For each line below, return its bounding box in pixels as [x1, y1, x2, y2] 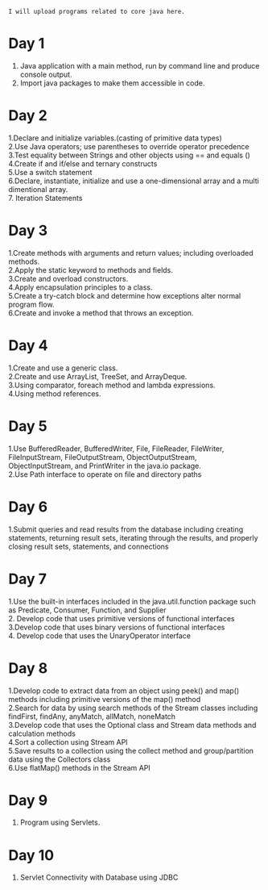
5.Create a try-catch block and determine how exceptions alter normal [8, 290, 241, 300]
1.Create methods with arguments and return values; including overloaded [8, 248, 254, 257]
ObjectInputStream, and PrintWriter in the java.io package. [8, 461, 201, 470]
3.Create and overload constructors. [8, 274, 129, 283]
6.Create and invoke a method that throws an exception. [8, 307, 194, 318]
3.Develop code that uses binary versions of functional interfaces [8, 622, 225, 632]
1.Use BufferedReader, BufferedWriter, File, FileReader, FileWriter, [8, 444, 225, 453]
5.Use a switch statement [8, 167, 93, 177]
